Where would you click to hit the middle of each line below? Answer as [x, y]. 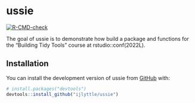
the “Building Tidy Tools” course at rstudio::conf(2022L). [76, 45]
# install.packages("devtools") [46, 89]
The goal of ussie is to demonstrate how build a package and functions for [97, 38]
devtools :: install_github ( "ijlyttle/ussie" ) [62, 94]
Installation [27, 64]
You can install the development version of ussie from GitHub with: [88, 78]
